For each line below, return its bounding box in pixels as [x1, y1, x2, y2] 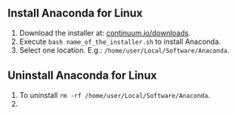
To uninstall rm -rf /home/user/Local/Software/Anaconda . [19, 90, 211, 100]
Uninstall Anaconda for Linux [7, 69, 158, 83]
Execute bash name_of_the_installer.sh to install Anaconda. [19, 36, 221, 46]
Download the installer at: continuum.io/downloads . [19, 28, 191, 37]
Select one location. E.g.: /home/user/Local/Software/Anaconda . [19, 45, 230, 55]
